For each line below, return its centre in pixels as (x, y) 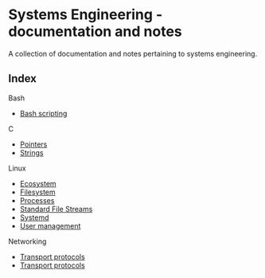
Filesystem (37, 192)
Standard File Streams (56, 209)
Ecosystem (38, 183)
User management (50, 225)
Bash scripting (43, 113)
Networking (27, 241)
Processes (37, 200)
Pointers (33, 144)
